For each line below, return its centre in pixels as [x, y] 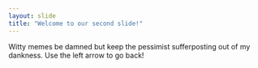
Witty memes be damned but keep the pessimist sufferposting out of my [129, 46]
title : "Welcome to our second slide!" [76, 23]
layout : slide [32, 16]
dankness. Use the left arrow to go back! [76, 55]
